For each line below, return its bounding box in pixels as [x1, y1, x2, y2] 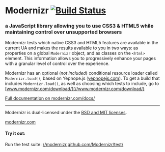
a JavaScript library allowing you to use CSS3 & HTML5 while [5, 23, 154, 30]
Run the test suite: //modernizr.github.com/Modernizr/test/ [5, 141, 124, 147]
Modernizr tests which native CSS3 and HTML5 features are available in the [5, 40, 159, 46]
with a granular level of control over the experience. [5, 61, 110, 66]
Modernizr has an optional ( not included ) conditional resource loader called [5, 70, 158, 76]
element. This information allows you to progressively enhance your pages [5, 56, 156, 61]
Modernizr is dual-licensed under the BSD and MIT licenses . [5, 110, 127, 116]
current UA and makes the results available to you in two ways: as [5, 45, 138, 51]
